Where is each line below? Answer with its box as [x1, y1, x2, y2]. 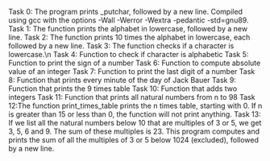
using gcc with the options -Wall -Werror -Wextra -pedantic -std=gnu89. [8, 15, 249, 25]
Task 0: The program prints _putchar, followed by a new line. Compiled [8, 7, 243, 16]
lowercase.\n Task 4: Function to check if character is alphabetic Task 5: [8, 50, 249, 59]
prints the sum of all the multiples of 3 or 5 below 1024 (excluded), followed [8, 135, 260, 144]
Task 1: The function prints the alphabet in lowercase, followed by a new [8, 24, 248, 33]
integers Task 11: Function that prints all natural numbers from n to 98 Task [8, 93, 255, 101]
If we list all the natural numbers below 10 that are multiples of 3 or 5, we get [8, 118, 262, 127]
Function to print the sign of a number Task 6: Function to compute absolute [8, 58, 261, 68]
